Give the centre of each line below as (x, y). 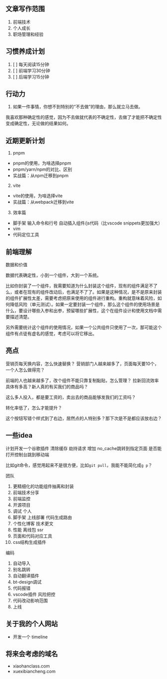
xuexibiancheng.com (34, 672)
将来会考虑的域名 (32, 654)
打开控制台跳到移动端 (27, 454)
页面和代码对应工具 (32, 536)
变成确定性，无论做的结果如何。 (38, 124)
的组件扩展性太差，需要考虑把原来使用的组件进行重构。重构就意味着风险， (82, 298)
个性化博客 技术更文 (33, 524)
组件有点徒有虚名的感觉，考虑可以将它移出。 (51, 334)
